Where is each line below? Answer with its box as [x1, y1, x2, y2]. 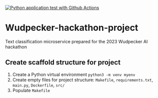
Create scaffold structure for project [5, 58, 121, 67]
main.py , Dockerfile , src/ [12, 82, 65, 88]
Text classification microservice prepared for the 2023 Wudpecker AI [5, 38, 148, 44]
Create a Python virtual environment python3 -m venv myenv [12, 71, 135, 77]
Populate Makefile [12, 87, 50, 93]
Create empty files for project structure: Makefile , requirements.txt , [12, 77, 153, 83]
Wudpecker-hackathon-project [5, 22, 138, 33]
